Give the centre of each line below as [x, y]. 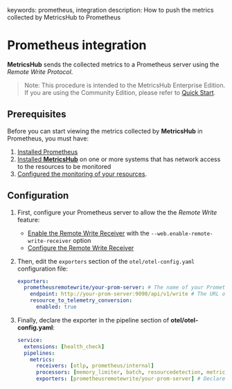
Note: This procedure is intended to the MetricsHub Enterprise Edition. [125, 85]
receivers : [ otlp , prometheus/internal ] [95, 366]
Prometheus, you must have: [48, 138]
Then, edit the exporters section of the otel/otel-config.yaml [106, 261]
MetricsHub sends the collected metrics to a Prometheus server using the [113, 64]
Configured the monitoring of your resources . [82, 174]
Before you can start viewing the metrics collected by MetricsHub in [105, 131]
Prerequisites [37, 115]
